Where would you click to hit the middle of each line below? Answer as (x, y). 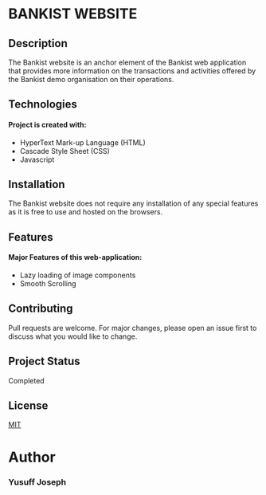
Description (38, 43)
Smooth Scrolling (48, 283)
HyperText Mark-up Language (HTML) (82, 142)
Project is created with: (47, 124)
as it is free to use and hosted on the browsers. (86, 212)
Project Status (45, 361)
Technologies (43, 104)
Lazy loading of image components (78, 275)
